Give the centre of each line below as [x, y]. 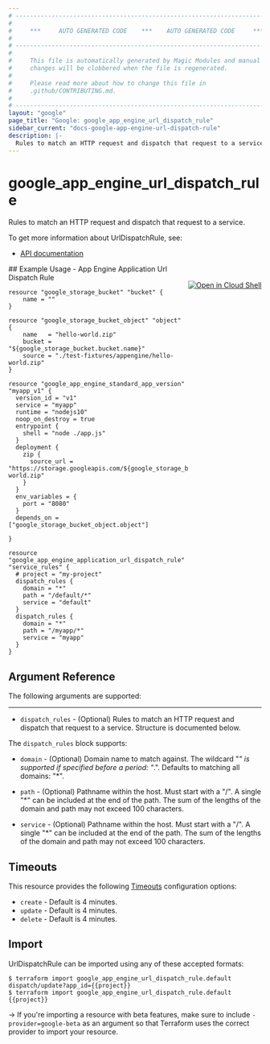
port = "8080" [46, 504]
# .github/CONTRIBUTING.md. [62, 91]
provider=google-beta [45, 1024]
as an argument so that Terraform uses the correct [166, 1023]
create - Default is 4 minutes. [69, 902]
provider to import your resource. [63, 1031]
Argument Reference [62, 676]
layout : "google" [37, 114]
